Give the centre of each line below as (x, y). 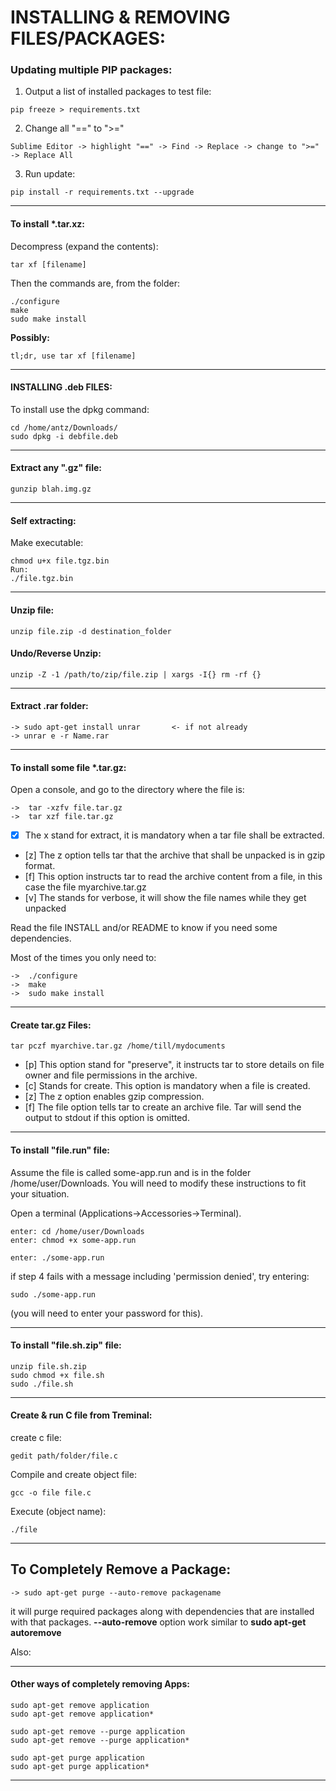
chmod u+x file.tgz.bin (60, 561)
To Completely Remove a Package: (121, 1569)
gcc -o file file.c (51, 1492)
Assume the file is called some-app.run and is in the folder (131, 1172)
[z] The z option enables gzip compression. (114, 1097)
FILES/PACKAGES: (88, 38)
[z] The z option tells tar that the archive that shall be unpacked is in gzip (175, 855)
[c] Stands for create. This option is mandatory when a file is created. (167, 1086)
